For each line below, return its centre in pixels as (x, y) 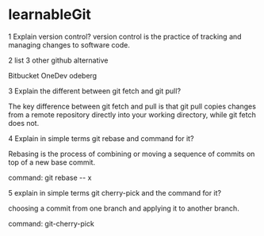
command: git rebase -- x (50, 177)
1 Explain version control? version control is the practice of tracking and (125, 36)
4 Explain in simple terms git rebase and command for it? (101, 138)
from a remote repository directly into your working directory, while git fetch (132, 114)
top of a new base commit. (52, 162)
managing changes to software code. (69, 44)
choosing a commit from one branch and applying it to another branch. (124, 208)
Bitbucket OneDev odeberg (53, 75)
